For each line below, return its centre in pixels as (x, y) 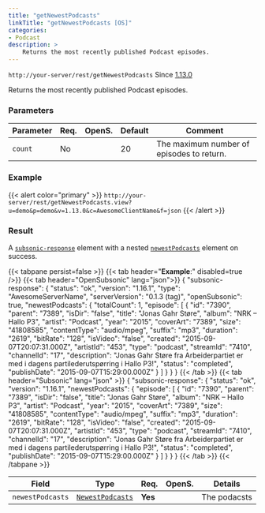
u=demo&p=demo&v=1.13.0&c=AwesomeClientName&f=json (95, 211)
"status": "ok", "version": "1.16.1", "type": (116, 288)
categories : (28, 30)
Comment (205, 131)
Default (134, 131)
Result (21, 230)
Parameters (31, 110)
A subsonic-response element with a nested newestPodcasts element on (123, 247)
